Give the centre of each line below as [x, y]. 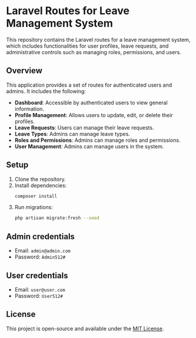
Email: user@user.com [40, 289]
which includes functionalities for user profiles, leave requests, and [87, 46]
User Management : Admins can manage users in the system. [89, 146]
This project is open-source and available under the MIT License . [85, 329]
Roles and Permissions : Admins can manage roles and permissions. [97, 140]
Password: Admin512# [40, 257]
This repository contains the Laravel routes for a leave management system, [98, 39]
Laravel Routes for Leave [68, 11]
